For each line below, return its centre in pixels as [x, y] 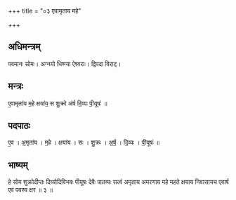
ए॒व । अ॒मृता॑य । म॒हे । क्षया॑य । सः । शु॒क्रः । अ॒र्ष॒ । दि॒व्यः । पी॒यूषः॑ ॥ [84, 142]
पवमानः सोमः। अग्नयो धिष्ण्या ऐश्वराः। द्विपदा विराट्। [65, 64]
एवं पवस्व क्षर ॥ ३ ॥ [31, 190]
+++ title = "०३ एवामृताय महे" [45, 11]
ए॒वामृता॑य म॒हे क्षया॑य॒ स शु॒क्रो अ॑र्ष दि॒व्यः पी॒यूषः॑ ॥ [58, 103]
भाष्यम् [18, 165]
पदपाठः [19, 126]
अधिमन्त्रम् [24, 47]
